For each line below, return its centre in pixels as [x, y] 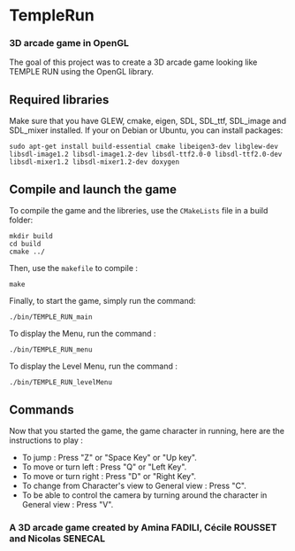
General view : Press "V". [68, 504]
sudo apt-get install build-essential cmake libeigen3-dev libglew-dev [144, 147]
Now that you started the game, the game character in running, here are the [147, 431]
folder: [21, 220]
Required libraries [59, 100]
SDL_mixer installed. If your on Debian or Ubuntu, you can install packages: [146, 130]
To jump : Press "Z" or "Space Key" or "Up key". [109, 457]
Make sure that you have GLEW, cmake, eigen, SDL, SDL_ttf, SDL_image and [148, 121]
